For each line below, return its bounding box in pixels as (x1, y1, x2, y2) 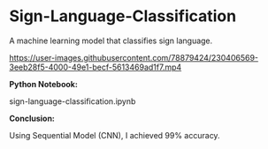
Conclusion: (9, 113, 56, 123)
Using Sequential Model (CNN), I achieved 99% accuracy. (9, 130, 220, 140)
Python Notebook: (9, 78, 78, 89)
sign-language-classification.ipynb (9, 95, 136, 107)
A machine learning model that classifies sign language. (9, 35, 213, 46)
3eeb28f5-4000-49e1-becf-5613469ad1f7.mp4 (9, 62, 182, 72)
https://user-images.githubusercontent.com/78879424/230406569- (9, 52, 259, 63)
